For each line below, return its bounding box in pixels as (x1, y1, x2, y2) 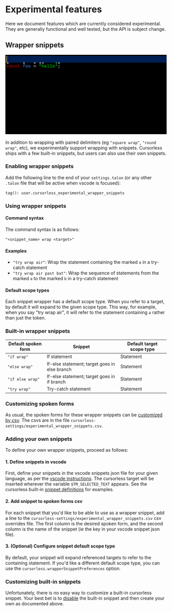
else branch (47, 366, 72, 372)
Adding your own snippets (5, 435, 73, 443)
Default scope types (5, 287, 50, 293)
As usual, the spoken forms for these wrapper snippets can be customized (5, 411, 163, 418)
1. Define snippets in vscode (5, 458, 67, 465)
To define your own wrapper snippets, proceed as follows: (5, 447, 128, 453)
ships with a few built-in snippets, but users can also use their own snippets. (5, 150, 167, 156)
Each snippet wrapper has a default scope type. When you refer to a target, (5, 299, 165, 305)
